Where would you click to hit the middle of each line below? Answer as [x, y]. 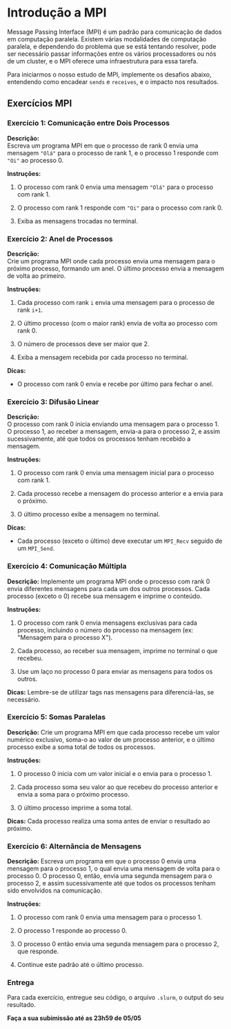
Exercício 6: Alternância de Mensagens [74, 846]
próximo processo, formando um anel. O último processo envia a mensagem [116, 268]
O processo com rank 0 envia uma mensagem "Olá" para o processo [115, 187]
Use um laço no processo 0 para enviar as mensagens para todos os [115, 671]
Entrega [21, 983]
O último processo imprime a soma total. [74, 808]
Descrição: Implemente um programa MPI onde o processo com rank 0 [109, 581]
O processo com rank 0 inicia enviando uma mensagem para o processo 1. [113, 424]
